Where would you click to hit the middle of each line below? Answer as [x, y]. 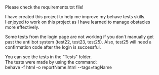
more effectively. [22, 27]
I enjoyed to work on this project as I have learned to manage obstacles [78, 22]
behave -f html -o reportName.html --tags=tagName [59, 67]
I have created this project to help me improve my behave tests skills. [75, 17]
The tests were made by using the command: [51, 62]
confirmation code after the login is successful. [53, 47]
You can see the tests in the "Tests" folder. [49, 57]
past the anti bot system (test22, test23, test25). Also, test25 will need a [78, 42]
